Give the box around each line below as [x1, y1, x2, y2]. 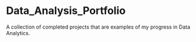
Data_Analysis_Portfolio [6, 4, 126, 17]
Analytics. [6, 29, 31, 36]
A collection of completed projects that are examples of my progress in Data [6, 23, 191, 30]
